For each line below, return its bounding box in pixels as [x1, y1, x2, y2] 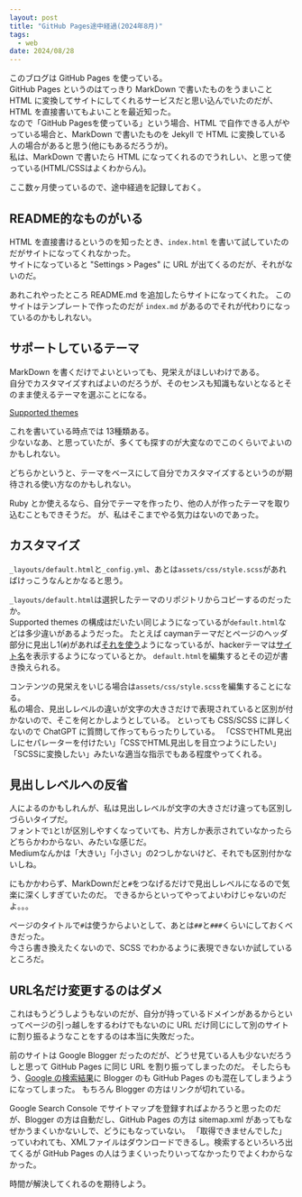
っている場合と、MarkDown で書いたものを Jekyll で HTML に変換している [9, 129, 287, 140]
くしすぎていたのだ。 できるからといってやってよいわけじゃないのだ [32, 890, 287, 900]
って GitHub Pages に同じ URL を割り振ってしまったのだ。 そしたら [32, 1061, 284, 1073]
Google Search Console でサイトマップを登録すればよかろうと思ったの [9, 1103, 273, 1114]
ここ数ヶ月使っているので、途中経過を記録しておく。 [9, 182, 206, 193]
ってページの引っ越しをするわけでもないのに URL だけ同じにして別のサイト [9, 1019, 289, 1030]
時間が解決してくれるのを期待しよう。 [9, 1178, 151, 1190]
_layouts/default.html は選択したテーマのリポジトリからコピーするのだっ [9, 594, 284, 605]
